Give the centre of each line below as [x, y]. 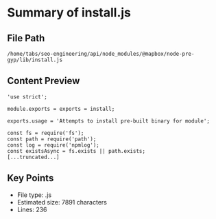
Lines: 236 [32, 209]
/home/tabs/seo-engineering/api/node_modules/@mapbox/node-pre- [101, 54]
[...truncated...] [33, 157]
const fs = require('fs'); [46, 133]
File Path [26, 38]
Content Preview [44, 81]
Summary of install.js [69, 13]
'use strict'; [27, 97]
